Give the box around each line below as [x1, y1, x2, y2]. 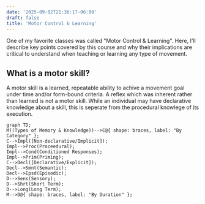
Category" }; [6, 133, 40, 139]
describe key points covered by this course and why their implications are [6, 43, 193, 51]
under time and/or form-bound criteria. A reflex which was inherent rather [6, 91, 193, 98]
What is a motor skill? [6, 68, 91, 78]
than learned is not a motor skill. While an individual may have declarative [6, 97, 192, 105]
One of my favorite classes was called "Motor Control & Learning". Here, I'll [6, 37, 196, 45]
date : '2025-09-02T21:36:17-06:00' [6, 9, 97, 15]
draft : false [6, 15, 40, 21]
